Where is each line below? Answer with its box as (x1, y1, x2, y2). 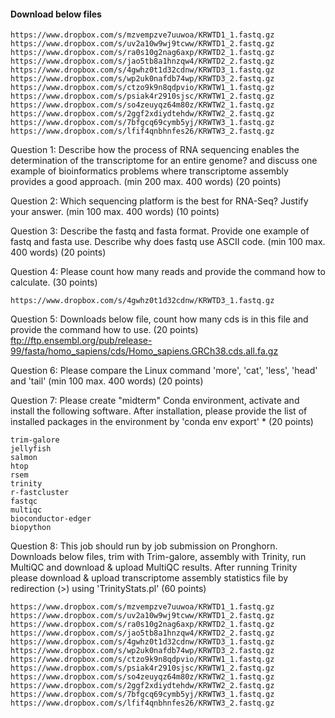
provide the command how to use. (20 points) (10, 324, 199, 336)
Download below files (10, 8, 102, 20)
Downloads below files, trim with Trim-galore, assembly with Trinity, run (10, 551, 307, 563)
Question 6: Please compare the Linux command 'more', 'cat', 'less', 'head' (10, 365, 318, 377)
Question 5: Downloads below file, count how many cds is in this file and (10, 313, 309, 325)
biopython (10, 523, 52, 533)
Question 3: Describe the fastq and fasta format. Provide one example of (10, 225, 310, 237)
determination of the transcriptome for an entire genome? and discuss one (10, 155, 318, 167)
